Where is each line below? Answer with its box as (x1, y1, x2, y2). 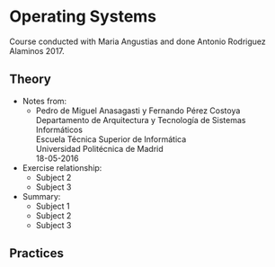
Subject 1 (35, 200, 70, 211)
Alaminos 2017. (9, 45, 65, 56)
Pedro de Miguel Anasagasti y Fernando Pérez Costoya (35, 105, 241, 116)
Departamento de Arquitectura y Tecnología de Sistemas (35, 114, 246, 125)
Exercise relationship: (22, 162, 102, 173)
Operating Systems (9, 6, 157, 27)
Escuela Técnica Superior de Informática (35, 133, 187, 145)
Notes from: (22, 95, 67, 106)
